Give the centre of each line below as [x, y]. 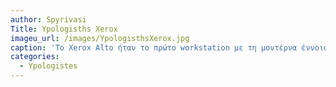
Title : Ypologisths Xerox [64, 29]
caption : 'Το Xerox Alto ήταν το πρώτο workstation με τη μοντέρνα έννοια [169, 47]
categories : [35, 57]
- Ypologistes [48, 66]
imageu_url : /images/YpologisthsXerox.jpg [100, 38]
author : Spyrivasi [48, 19]
